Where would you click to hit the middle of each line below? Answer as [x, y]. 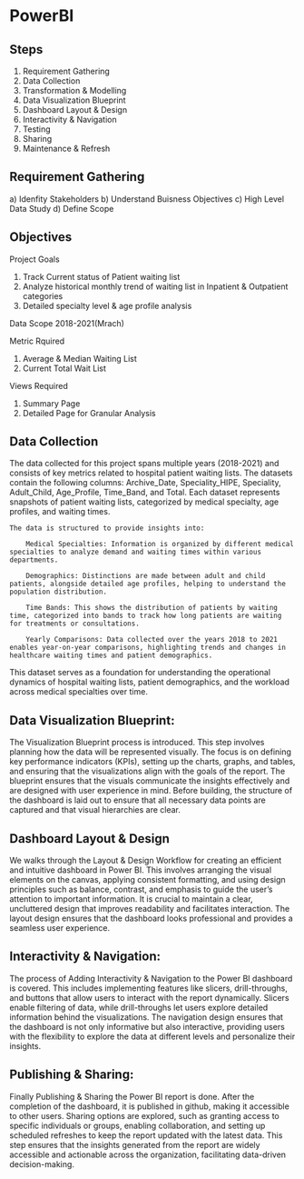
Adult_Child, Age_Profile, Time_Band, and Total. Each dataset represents [145, 493]
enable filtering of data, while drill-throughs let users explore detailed [139, 1007]
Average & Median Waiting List [80, 358]
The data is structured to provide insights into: [107, 528]
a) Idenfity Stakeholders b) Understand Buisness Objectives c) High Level [147, 199]
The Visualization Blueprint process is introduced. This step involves [137, 743]
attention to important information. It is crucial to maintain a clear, [131, 899]
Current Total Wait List [64, 368]
